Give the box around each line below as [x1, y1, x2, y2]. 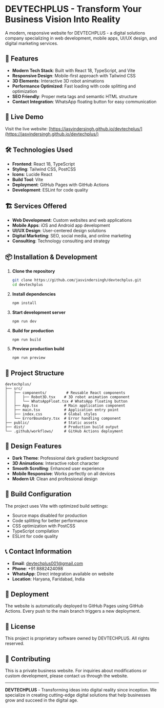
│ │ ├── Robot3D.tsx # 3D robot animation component [5, 395, 130, 400]
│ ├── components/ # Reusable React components [5, 390, 125, 395]
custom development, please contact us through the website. [5, 673, 128, 679]
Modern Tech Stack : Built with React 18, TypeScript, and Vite [12, 67, 136, 73]
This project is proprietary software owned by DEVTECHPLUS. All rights [5, 635, 150, 641]
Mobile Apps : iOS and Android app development [12, 222, 110, 228]
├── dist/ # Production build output [5, 425, 119, 429]
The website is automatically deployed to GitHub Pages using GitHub [5, 603, 143, 609]
